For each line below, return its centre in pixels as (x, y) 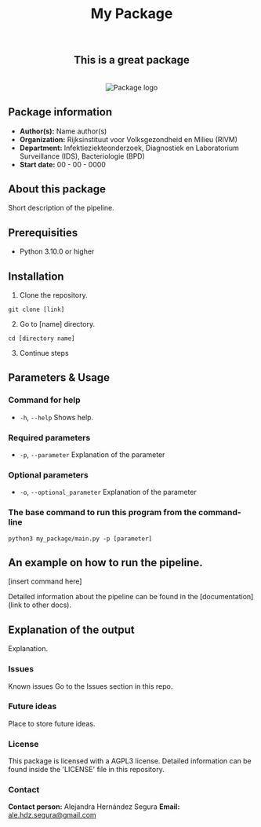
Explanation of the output (71, 629)
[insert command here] (45, 581)
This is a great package (132, 60)
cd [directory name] (42, 338)
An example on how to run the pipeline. (106, 562)
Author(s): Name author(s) (63, 131)
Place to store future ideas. (52, 723)
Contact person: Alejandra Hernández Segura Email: (94, 807)
